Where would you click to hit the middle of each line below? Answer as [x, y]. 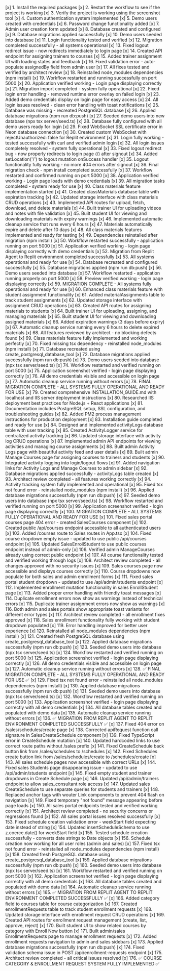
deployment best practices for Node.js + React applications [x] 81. [74, 403]
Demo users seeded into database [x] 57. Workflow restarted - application [83, 273]
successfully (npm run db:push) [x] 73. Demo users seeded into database [82, 360]
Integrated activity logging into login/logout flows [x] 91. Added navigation [82, 463]
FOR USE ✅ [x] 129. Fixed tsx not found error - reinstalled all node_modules [84, 680]
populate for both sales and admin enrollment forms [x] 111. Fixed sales [79, 577]
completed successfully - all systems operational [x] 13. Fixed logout [77, 45]
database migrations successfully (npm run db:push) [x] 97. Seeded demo [83, 495]
